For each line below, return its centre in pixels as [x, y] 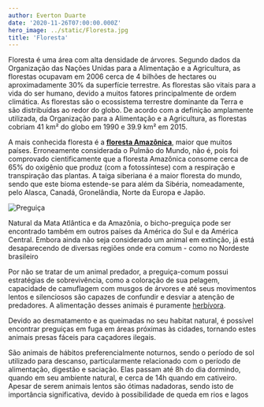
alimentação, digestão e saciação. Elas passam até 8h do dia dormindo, [125, 370]
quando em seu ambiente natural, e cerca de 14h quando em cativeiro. [123, 378]
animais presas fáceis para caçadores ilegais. [82, 338]
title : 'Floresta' [38, 37]
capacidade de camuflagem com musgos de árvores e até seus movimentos [132, 289]
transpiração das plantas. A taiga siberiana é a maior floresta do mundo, [125, 176]
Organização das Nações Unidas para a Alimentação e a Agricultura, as [125, 69]
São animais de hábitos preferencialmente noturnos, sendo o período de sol [131, 353]
